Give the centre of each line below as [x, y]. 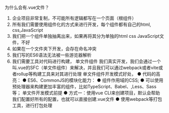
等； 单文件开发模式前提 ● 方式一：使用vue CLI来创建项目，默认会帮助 [86, 93]
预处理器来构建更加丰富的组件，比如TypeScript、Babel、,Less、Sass [84, 87]
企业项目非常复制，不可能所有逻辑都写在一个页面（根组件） [74, 18]
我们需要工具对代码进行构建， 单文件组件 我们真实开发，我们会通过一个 [87, 61]
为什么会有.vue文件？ [27, 7]
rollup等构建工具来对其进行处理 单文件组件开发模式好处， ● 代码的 [86, 74]
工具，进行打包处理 [32, 105]
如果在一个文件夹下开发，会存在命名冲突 [54, 49]
